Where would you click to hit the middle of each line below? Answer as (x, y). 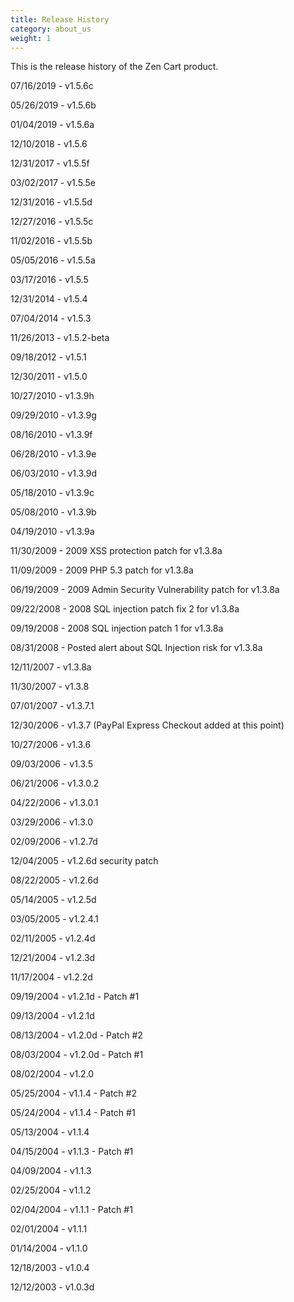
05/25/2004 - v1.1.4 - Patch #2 (73, 1093)
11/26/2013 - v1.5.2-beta (60, 338)
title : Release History (60, 19)
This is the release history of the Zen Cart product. (114, 67)
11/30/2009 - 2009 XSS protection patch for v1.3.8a (116, 551)
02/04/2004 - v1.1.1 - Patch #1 (71, 1210)
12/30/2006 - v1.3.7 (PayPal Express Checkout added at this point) (147, 725)
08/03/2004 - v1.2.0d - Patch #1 (77, 1055)
